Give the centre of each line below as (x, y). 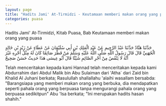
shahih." (13, 99)
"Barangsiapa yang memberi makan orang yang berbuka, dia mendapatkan (82, 83)
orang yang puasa (23, 38)
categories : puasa (24, 19)
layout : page (19, 10)
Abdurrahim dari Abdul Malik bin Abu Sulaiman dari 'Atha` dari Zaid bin (77, 73)
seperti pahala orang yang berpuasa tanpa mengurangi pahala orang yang (81, 89)
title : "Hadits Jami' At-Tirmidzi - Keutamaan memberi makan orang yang (82, 14)
